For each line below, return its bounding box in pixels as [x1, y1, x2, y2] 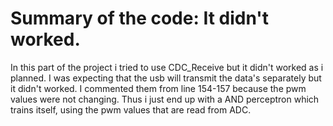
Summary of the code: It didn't [10, 7, 270, 30]
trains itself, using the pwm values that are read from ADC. [10, 103, 252, 116]
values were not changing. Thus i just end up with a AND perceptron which [10, 93, 320, 105]
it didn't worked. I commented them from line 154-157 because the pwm [10, 82, 307, 94]
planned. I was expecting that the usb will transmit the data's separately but [10, 72, 322, 84]
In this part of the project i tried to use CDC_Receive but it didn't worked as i [10, 61, 324, 73]
